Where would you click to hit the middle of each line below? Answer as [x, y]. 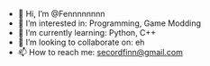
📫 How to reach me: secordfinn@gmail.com [100, 52]
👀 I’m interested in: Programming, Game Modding [109, 23]
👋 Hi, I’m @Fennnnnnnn [61, 14]
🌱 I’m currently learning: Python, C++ [87, 33]
